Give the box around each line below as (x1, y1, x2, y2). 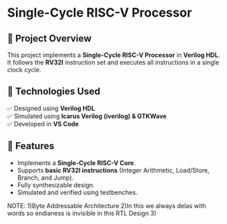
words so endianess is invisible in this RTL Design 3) (7, 209, 157, 217)
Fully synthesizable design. (17, 180, 95, 189)
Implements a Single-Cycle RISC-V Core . (17, 158, 136, 167)
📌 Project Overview (7, 33, 92, 44)
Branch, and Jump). (17, 173, 74, 182)
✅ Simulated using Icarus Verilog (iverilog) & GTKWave (7, 112, 167, 120)
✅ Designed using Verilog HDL (7, 104, 96, 112)
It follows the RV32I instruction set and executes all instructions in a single (7, 58, 219, 67)
